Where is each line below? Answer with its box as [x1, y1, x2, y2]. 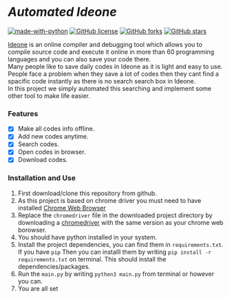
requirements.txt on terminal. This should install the [17, 255, 167, 263]
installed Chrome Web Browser [17, 203, 106, 212]
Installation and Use [8, 173, 76, 183]
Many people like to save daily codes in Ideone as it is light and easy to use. [8, 62, 223, 70]
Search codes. [17, 140, 59, 148]
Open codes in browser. [17, 148, 86, 156]
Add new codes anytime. [17, 132, 89, 141]
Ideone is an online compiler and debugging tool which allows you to [8, 40, 202, 48]
